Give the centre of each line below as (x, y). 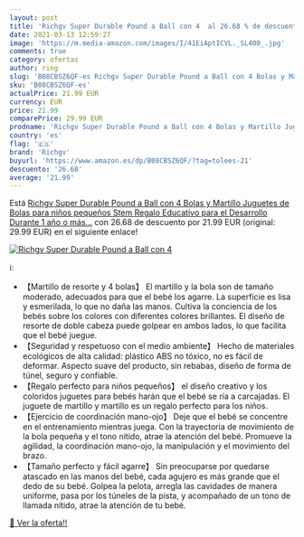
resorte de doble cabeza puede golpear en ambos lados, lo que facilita (154, 325)
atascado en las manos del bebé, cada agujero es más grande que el (151, 476)
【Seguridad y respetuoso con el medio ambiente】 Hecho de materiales (158, 346)
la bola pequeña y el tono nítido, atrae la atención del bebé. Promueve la (157, 437)
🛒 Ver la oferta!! (38, 523)
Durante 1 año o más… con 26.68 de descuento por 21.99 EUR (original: (142, 222)
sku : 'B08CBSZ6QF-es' (50, 85)
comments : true (38, 52)
